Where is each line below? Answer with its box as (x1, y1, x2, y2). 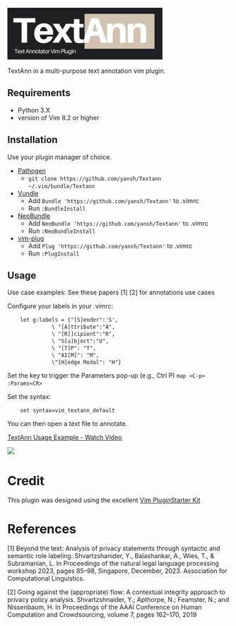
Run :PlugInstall (28, 249, 80, 257)
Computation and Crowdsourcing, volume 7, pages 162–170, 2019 (7, 610, 197, 619)
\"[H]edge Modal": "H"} (52, 359, 122, 366)
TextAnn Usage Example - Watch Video (7, 433, 122, 442)
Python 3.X (17, 105, 51, 114)
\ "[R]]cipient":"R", (52, 330, 115, 338)
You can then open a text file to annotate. (7, 419, 128, 428)
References (7, 521, 76, 537)
